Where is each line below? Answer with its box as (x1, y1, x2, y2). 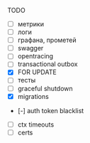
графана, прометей (17, 36, 77, 45)
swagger (17, 44, 44, 53)
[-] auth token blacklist (17, 106, 84, 115)
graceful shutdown (17, 84, 73, 92)
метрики (17, 20, 45, 28)
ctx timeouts (17, 120, 55, 129)
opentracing (17, 52, 54, 60)
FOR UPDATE (17, 68, 57, 77)
